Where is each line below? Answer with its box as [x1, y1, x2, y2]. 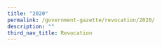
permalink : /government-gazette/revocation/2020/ [7, 17, 156, 23]
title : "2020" [7, 10, 49, 17]
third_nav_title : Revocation [7, 29, 93, 37]
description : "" [7, 23, 55, 30]
